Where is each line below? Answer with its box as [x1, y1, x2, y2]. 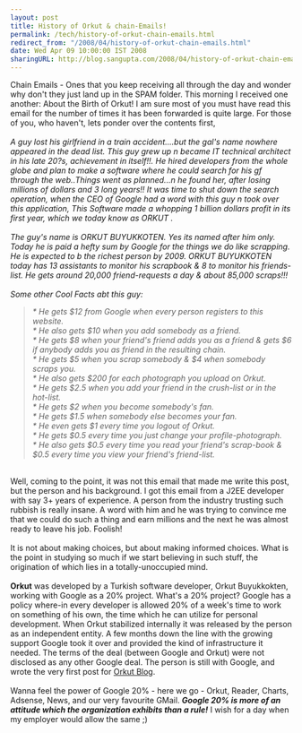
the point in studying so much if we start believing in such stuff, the [10, 552, 259, 563]
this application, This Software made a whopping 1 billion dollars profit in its [10, 203, 291, 213]
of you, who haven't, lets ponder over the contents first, [10, 117, 216, 128]
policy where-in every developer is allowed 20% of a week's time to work [10, 599, 281, 610]
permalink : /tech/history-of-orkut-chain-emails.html [10, 30, 216, 39]
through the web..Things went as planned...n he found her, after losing [10, 175, 272, 185]
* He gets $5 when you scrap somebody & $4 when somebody [31, 354, 266, 364]
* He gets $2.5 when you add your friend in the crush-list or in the [31, 383, 277, 392]
